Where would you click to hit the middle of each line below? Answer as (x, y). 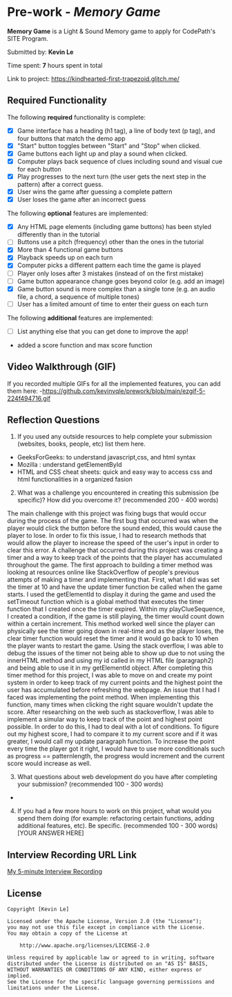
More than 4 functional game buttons (70, 250)
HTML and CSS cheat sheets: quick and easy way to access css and (115, 472)
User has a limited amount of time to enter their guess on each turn (113, 304)
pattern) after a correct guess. (60, 185)
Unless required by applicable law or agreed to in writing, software (111, 958)
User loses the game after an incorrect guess (81, 200)
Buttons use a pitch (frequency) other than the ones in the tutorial (110, 242)
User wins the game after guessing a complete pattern (95, 192)
